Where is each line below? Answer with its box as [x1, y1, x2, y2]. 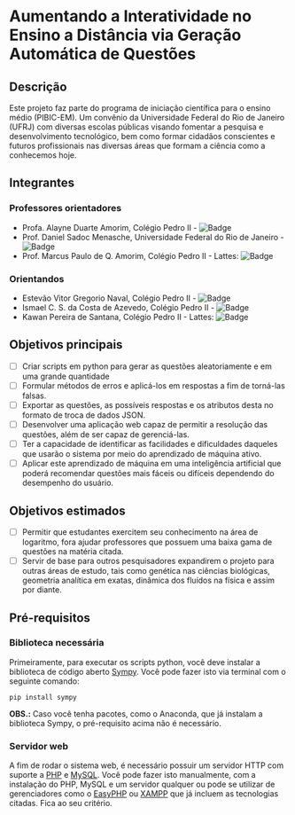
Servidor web [9, 740, 69, 752]
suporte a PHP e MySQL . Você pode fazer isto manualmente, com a [9, 770, 256, 780]
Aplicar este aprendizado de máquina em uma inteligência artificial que [21, 458, 282, 469]
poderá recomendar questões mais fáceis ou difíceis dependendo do [21, 468, 275, 479]
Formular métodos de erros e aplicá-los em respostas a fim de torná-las [21, 380, 285, 391]
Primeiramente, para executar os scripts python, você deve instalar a [9, 656, 261, 667]
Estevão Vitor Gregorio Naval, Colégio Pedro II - [21, 293, 197, 303]
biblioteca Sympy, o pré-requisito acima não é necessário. [9, 717, 221, 728]
